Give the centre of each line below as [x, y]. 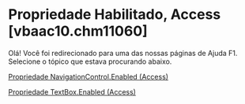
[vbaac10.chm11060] [78, 31]
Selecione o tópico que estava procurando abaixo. [90, 61]
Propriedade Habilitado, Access [115, 15]
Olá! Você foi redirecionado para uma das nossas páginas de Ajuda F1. [123, 53]
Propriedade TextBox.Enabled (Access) [72, 91]
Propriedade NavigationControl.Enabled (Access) [88, 76]
